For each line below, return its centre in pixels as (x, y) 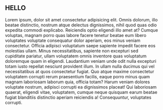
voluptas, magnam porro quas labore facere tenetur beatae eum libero (76, 35)
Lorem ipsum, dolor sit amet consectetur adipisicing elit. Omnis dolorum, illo (81, 19)
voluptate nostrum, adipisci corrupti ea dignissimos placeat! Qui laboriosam (81, 87)
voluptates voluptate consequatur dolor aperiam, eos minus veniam (73, 40)
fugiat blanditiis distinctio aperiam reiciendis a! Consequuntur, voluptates (78, 97)
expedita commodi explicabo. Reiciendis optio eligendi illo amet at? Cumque (81, 30)
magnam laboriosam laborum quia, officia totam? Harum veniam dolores (78, 82)
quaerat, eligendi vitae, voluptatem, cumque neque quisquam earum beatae (81, 92)
